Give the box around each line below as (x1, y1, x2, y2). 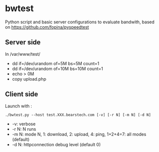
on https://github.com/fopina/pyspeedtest (5, 24, 89, 30)
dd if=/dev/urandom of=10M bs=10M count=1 (12, 66, 103, 71)
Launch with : (5, 103, 33, 109)
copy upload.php (12, 76, 46, 82)
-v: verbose (12, 121, 35, 127)
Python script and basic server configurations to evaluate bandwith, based (5, 19, 155, 25)
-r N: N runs (12, 126, 36, 132)
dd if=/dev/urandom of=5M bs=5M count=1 (12, 60, 100, 66)
